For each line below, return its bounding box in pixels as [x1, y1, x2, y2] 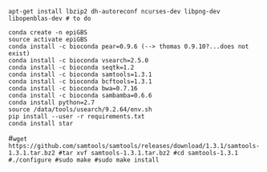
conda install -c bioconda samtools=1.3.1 [8, 70, 152, 78]
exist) [8, 50, 30, 58]
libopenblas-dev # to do [8, 14, 91, 22]
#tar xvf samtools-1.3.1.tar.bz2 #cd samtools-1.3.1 [59, 149, 239, 157]
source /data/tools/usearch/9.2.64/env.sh [8, 106, 152, 114]
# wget [8, 134, 28, 143]
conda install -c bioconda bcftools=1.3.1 [8, 78, 152, 86]
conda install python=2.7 [8, 98, 95, 106]
